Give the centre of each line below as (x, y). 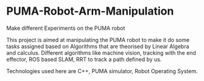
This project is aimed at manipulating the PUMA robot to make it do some (98, 40)
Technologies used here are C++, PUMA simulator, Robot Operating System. (102, 71)
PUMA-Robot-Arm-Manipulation (90, 11)
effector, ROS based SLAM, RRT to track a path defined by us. (84, 59)
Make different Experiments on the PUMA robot (66, 28)
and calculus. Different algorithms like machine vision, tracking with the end (101, 52)
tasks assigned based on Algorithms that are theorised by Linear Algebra (98, 46)
